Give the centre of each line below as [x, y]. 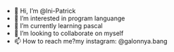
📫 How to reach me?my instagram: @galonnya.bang [91, 41]
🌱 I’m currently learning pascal [58, 26]
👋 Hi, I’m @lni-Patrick [45, 11]
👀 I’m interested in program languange [69, 18]
